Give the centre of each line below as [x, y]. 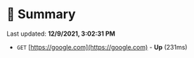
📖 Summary [41, 14]
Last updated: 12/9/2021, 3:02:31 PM [61, 34]
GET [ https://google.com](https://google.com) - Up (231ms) [102, 47]
